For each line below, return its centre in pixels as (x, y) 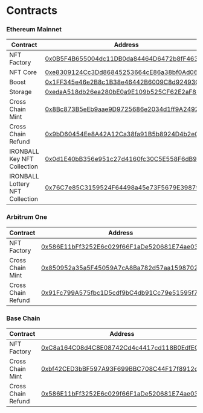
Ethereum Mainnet (34, 30)
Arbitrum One (27, 217)
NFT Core (23, 72)
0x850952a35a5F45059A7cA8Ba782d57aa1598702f (121, 268)
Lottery (20, 184)
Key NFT (22, 159)
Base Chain (23, 318)
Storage (21, 92)
